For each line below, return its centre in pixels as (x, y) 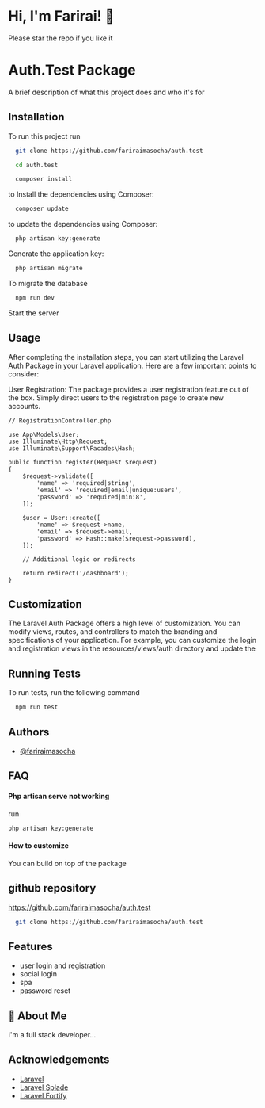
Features (30, 946)
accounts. (25, 406)
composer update (42, 209)
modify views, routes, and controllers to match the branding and (113, 632)
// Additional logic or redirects (79, 559)
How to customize (38, 846)
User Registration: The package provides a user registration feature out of (129, 389)
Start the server (34, 313)
